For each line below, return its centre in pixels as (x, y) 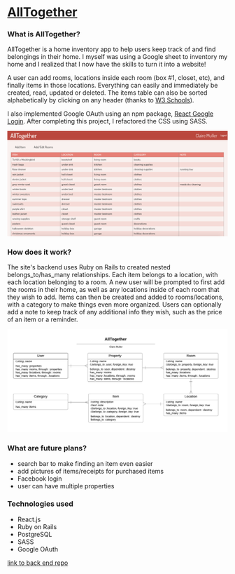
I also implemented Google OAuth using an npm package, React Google (111, 114)
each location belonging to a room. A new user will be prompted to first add (116, 282)
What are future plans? (47, 448)
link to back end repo (38, 563)
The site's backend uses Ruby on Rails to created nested (89, 267)
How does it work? (40, 252)
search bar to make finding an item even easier (85, 463)
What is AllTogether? (44, 34)
